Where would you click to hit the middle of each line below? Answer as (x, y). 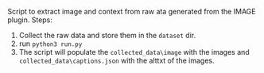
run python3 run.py (50, 44)
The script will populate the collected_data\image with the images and (134, 52)
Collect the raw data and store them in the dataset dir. (107, 35)
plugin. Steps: (30, 20)
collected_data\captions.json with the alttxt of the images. (116, 60)
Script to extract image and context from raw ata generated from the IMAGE (132, 12)
